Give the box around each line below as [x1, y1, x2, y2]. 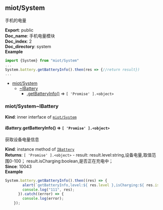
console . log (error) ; [22, 196, 64, 201]
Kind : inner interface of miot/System [5, 114, 77, 120]
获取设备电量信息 [5, 136, 39, 142]
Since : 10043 [5, 163, 32, 169]
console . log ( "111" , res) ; [22, 187, 75, 192]
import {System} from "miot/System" [5, 58, 79, 63]
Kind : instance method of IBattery [5, 146, 75, 152]
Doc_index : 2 [5, 38, 32, 44]
